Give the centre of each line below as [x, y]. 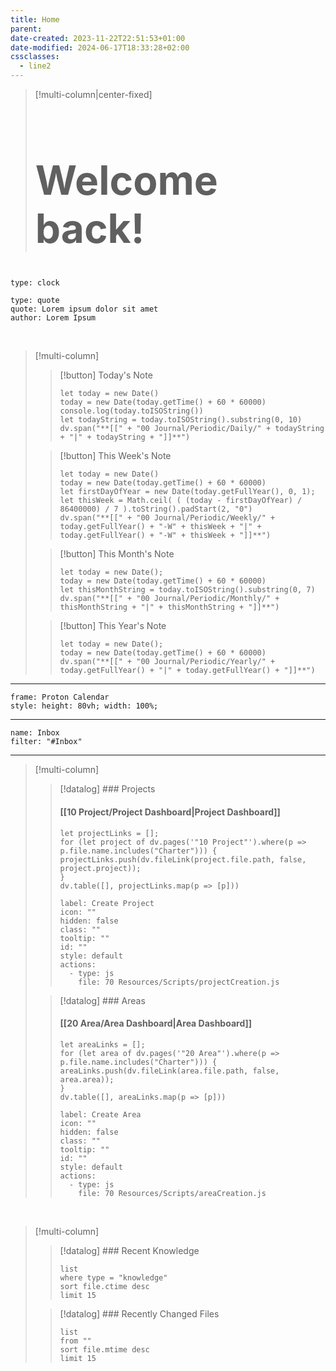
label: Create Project [107, 903]
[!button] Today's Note [106, 375]
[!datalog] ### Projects [107, 789]
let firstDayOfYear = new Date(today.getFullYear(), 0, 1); [187, 492]
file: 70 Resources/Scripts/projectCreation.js [179, 982]
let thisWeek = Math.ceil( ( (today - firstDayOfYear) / [181, 501]
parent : [26, 29]
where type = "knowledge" [113, 1277]
